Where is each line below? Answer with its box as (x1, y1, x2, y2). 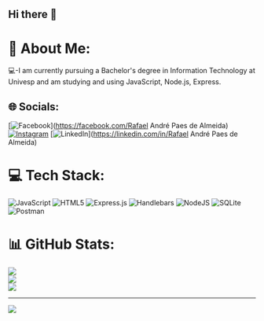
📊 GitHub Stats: (8, 235, 115, 253)
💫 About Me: (8, 39, 91, 57)
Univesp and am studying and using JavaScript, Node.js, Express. (8, 77, 222, 87)
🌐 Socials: (8, 100, 60, 113)
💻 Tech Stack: (8, 167, 105, 185)
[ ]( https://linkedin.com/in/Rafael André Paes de (49, 129, 238, 138)
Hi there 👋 (8, 8, 57, 21)
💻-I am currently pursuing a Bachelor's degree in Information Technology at (8, 66, 255, 76)
